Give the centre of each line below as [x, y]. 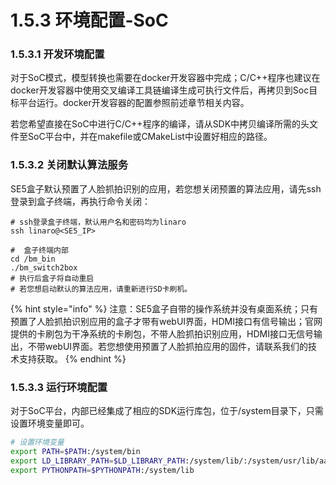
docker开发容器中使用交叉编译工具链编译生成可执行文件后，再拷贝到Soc [160, 90]
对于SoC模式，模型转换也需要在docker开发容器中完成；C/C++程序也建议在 [165, 78]
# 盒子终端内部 [39, 250]
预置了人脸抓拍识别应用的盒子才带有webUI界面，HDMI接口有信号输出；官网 [166, 321]
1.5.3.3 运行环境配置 [59, 387]
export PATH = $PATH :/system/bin [75, 451]
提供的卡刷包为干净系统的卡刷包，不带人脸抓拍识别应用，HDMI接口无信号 [162, 333]
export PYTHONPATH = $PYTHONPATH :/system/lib [102, 470]
